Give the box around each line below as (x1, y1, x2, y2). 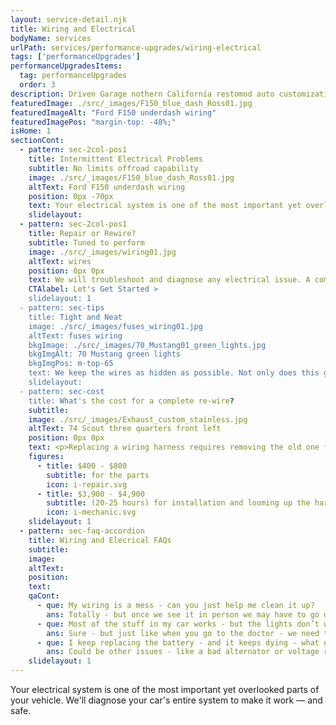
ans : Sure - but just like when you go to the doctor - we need (46, 628, 320, 638)
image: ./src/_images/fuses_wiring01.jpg (28, 321, 203, 331)
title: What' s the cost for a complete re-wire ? (28, 396, 235, 406)
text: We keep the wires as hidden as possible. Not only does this (28, 368, 320, 378)
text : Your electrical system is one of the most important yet (28, 201, 302, 211)
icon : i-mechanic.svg (46, 507, 137, 518)
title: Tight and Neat (28, 312, 123, 322)
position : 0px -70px (28, 191, 114, 201)
